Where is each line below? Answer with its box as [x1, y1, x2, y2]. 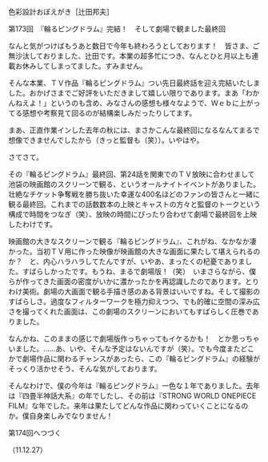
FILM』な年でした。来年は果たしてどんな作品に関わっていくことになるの [8, 401, 249, 411]
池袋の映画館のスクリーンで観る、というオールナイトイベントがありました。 [8, 180, 261, 188]
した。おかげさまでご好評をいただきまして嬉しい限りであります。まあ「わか [8, 88, 260, 98]
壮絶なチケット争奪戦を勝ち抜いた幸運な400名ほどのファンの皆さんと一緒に [8, 189, 260, 199]
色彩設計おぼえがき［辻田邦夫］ [8, 7, 114, 16]
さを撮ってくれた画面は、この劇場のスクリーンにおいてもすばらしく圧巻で [8, 307, 252, 316]
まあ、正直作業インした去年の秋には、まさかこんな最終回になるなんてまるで [8, 125, 260, 135]
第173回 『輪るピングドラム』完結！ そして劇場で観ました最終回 [8, 24, 226, 34]
